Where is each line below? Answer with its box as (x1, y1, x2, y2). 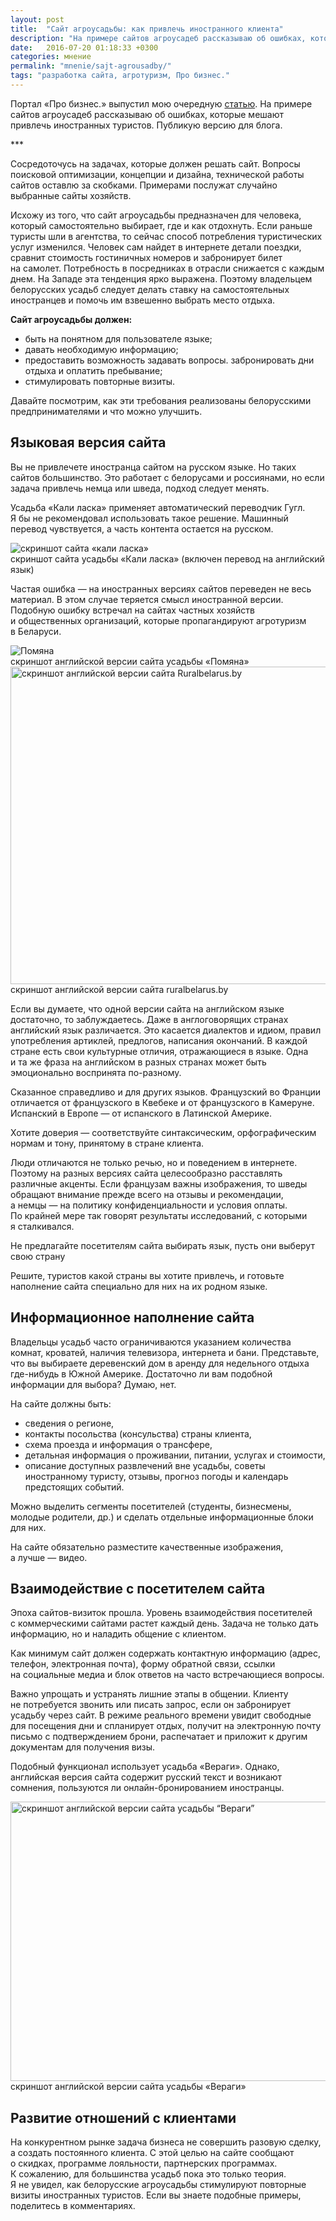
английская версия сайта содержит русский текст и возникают (10, 1771, 283, 1783)
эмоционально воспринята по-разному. (10, 1066, 182, 1078)
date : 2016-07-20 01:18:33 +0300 (10, 42, 159, 53)
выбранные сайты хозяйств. (10, 189, 132, 201)
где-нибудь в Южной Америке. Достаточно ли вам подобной (10, 1367, 273, 1380)
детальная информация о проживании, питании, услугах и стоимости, (24, 1449, 326, 1461)
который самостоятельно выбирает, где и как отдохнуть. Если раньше (10, 219, 313, 231)
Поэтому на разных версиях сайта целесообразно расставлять (10, 1167, 283, 1179)
